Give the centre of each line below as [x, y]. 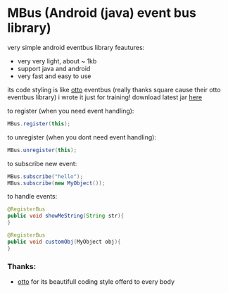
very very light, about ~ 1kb [57, 61]
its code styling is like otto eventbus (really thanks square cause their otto [114, 89]
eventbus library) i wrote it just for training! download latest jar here [105, 97]
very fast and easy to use [54, 76]
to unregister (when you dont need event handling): [82, 137]
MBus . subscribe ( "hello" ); [45, 176]
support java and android [54, 68]
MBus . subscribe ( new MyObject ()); [56, 183]
